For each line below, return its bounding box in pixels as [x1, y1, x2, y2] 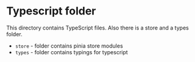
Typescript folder [6, 4, 96, 18]
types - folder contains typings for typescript [15, 48, 128, 55]
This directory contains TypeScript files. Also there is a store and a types [6, 24, 189, 31]
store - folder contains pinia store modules [15, 42, 123, 49]
